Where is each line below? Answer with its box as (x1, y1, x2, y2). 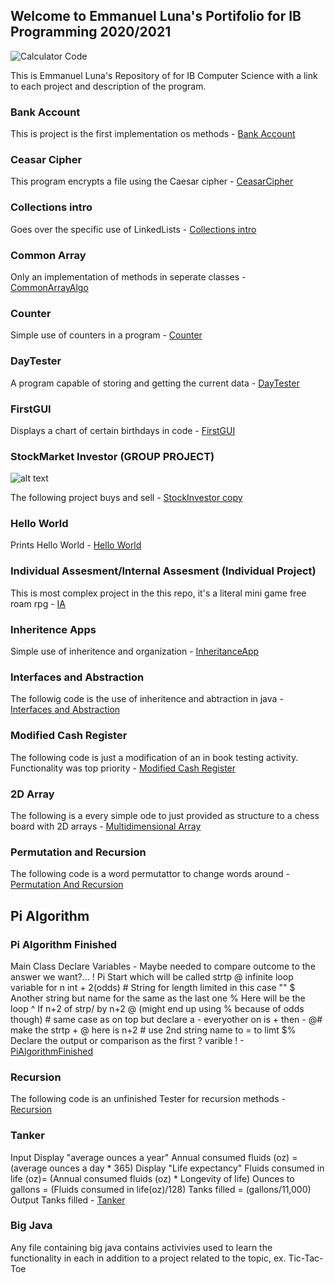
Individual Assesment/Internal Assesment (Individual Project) (10, 564, 317, 578)
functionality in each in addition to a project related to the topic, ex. (10, 1252, 287, 1264)
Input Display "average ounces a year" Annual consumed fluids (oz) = (10, 1151, 298, 1163)
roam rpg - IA (10, 597, 67, 609)
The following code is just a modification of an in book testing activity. (10, 751, 299, 763)
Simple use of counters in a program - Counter (10, 329, 203, 341)
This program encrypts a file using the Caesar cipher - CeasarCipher (10, 175, 294, 188)
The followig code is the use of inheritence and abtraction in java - (10, 693, 284, 705)
